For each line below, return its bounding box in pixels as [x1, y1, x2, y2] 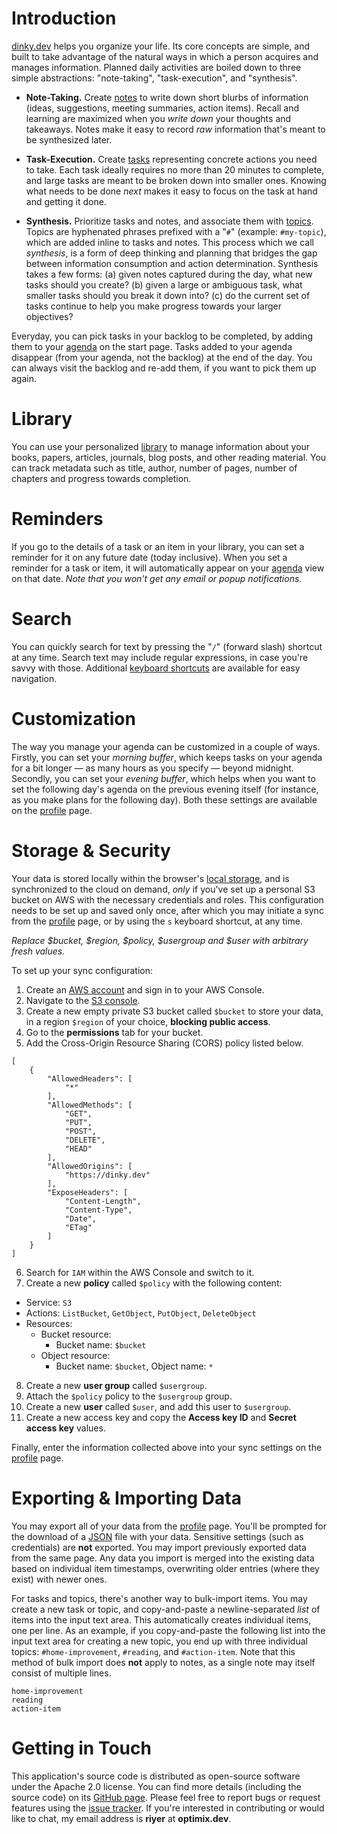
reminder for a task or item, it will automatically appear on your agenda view [11, 562, 325, 574]
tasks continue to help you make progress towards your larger [25, 300, 283, 312]
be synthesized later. [25, 133, 113, 146]
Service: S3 [25, 1296, 73, 1308]
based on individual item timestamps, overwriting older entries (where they [11, 1562, 320, 1574]
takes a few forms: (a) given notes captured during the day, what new [25, 268, 313, 280]
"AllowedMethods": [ [47, 1100, 133, 1110]
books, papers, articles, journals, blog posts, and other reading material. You [11, 451, 327, 463]
